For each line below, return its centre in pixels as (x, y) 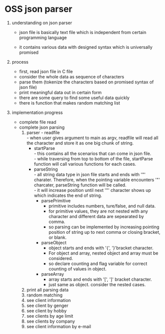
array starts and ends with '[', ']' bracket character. (100, 279)
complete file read (38, 122)
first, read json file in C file (46, 71)
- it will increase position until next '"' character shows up (92, 190)
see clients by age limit (50, 316)
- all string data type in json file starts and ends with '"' (90, 174)
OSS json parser (39, 9)
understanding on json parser (42, 23)
